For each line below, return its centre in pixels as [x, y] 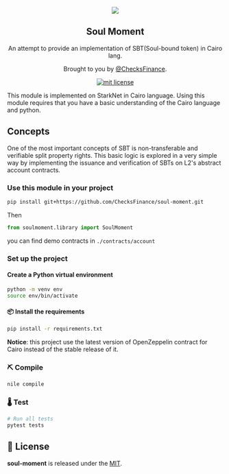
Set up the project [37, 259]
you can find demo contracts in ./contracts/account [81, 241]
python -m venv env [35, 289]
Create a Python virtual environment [60, 275]
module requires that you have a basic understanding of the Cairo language [114, 102]
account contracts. [34, 170]
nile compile [26, 384]
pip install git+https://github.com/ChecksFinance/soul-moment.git [106, 202]
